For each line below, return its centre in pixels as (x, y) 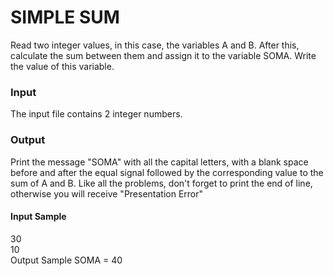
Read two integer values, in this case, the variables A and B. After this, (155, 45)
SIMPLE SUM (65, 17)
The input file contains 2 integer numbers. (96, 114)
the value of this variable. (62, 66)
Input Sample (38, 217)
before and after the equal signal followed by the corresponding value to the (167, 172)
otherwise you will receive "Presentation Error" (107, 193)
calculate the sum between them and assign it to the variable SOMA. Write (163, 55)
